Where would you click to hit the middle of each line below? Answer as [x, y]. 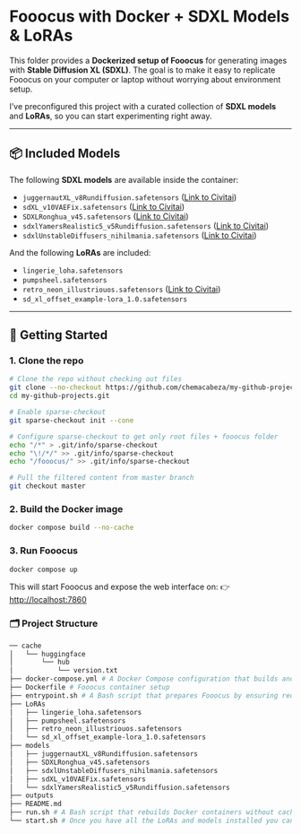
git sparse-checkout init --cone [72, 420]
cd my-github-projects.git [60, 396]
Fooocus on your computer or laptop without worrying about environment [145, 79]
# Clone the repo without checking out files [95, 379]
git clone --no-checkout [56, 387]
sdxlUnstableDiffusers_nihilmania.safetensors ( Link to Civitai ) [139, 235]
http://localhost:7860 [48, 600]
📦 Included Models [65, 154]
